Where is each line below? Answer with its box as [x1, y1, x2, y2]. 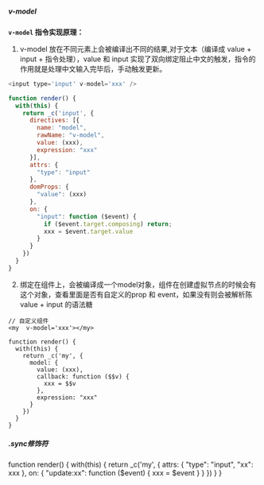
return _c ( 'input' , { [22, 109, 94, 117]
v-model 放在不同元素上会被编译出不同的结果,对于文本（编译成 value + [19, 44, 252, 53]
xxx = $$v [43, 379, 77, 387]
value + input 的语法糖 [19, 299, 93, 309]
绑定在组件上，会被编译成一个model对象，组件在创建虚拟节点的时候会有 [19, 279, 257, 289]
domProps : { [29, 183, 69, 191]
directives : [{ [29, 116, 80, 125]
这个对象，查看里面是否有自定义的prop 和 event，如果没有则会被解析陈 [19, 289, 253, 299]
